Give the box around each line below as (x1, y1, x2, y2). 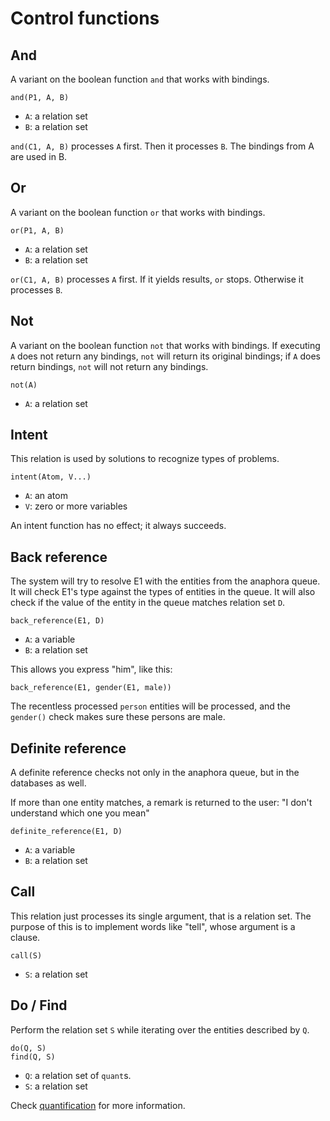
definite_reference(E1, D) (10, 827, 123, 837)
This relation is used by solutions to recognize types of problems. (10, 453, 280, 465)
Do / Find (10, 997, 68, 1014)
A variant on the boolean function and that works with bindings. (10, 73, 270, 85)
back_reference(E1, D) (10, 616, 105, 626)
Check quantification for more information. (10, 1099, 186, 1111)
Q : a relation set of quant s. (24, 1069, 132, 1081)
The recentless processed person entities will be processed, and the (10, 700, 291, 712)
